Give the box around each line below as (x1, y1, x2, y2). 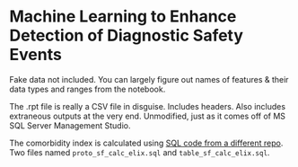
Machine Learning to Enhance (9, 6, 237, 27)
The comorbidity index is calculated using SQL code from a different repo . (9, 137, 284, 148)
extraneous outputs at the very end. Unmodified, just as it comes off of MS (9, 110, 285, 121)
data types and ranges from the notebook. (9, 83, 166, 94)
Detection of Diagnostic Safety (9, 25, 244, 46)
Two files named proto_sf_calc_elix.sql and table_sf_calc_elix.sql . (9, 146, 270, 158)
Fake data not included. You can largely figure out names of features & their (9, 74, 289, 84)
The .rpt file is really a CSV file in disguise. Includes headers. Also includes (9, 101, 285, 111)
